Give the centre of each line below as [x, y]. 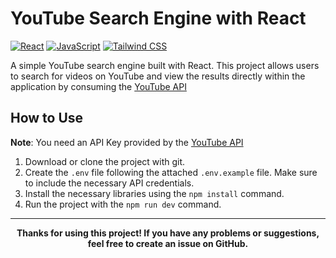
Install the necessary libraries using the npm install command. [154, 193]
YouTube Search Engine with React [158, 18]
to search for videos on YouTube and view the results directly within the [158, 76]
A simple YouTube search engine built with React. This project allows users [165, 65]
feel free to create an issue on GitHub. [168, 243]
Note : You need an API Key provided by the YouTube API [127, 142]
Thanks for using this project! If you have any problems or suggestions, [168, 233]
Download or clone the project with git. [105, 161]
